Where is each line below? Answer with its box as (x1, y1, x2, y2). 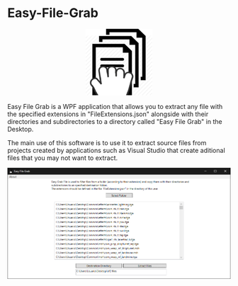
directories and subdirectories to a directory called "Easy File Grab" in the (7, 117, 222, 125)
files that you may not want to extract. (7, 154, 118, 162)
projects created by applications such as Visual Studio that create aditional (7, 146, 225, 154)
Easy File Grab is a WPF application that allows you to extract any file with (7, 102, 223, 110)
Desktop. (7, 125, 34, 133)
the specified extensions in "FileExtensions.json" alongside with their (7, 110, 209, 118)
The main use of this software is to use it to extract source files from (7, 138, 207, 147)
